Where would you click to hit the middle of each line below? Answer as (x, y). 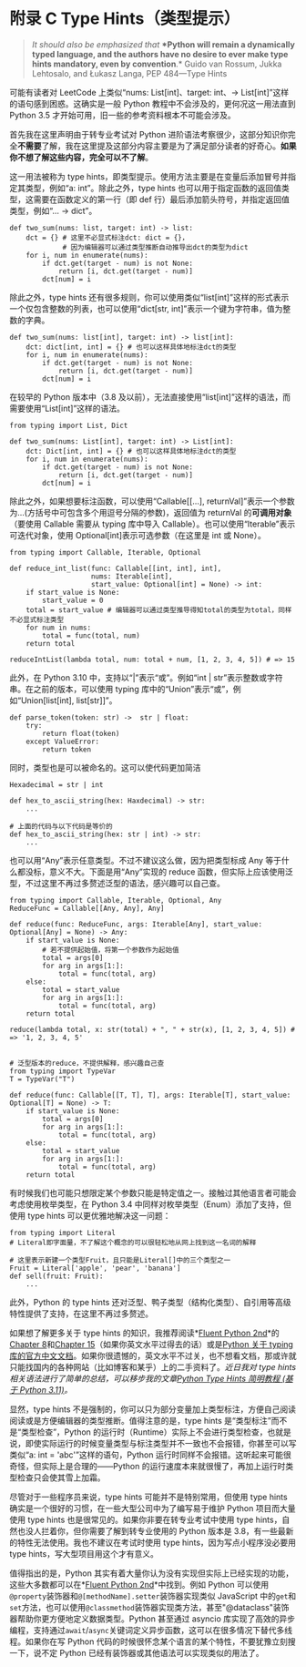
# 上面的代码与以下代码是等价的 (61, 826)
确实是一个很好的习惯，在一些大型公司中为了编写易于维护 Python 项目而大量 (153, 1508)
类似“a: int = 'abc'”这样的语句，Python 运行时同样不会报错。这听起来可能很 (150, 1455)
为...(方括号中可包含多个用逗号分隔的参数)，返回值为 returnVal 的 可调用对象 (151, 512)
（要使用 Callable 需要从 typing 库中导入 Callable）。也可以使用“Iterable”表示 (153, 524)
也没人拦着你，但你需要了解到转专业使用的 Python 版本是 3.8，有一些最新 (155, 1530)
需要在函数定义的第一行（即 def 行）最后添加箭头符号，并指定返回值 (161, 199)
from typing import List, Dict (69, 425)
